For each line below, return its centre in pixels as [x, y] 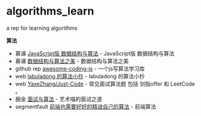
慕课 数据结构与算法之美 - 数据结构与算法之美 [72, 61]
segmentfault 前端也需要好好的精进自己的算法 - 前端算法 [86, 106]
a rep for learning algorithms [42, 28]
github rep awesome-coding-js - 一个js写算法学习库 [80, 69]
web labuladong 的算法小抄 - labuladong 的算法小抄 [80, 76]
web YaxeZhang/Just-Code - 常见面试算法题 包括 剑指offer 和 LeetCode [105, 84]
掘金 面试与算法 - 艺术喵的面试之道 [59, 99]
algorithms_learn [50, 11]
